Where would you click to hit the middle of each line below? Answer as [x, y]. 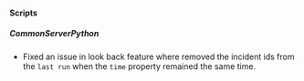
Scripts [24, 13]
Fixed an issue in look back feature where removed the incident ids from [158, 56]
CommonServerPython [54, 34]
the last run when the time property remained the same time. [139, 66]
